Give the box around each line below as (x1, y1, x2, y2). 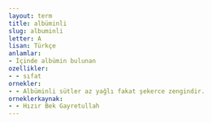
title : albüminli (8, 19, 67, 28)
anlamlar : (8, 49, 42, 57)
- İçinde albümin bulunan (8, 57, 96, 66)
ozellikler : (8, 65, 49, 73)
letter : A (8, 34, 42, 43)
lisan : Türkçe (8, 42, 57, 50)
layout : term (8, 11, 53, 20)
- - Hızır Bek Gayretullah (8, 102, 100, 110)
